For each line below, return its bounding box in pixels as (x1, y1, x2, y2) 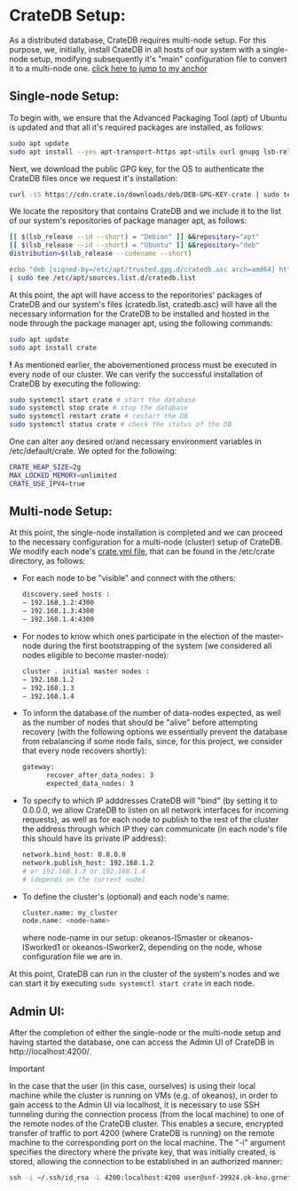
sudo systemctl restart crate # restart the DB (9, 412, 189, 421)
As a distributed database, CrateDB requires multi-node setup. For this (9, 35, 267, 45)
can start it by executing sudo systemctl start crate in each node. (9, 978, 255, 989)
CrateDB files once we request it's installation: (9, 172, 178, 183)
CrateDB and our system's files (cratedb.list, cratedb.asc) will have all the (9, 298, 278, 309)
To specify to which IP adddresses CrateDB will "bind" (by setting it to (21, 796, 278, 806)
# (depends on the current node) (21, 875, 146, 884)
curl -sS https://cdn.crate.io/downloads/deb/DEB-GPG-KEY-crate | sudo (9, 190, 279, 199)
